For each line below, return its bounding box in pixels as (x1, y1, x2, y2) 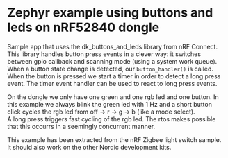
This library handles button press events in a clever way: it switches (7, 50, 202, 58)
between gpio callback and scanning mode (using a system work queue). (7, 57, 218, 65)
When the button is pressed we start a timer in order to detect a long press (7, 71, 221, 80)
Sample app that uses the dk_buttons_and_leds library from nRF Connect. (7, 42, 218, 51)
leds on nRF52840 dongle (7, 19, 160, 35)
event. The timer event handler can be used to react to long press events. (7, 79, 218, 87)
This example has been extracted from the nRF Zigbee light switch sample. (7, 135, 222, 143)
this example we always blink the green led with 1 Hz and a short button (7, 100, 212, 108)
